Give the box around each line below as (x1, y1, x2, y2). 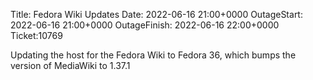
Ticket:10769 (10, 30, 63, 41)
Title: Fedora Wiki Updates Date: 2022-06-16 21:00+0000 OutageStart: (10, 9, 303, 20)
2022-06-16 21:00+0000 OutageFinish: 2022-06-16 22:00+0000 (10, 19, 280, 31)
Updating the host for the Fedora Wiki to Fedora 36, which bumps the (10, 49, 297, 61)
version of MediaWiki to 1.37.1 (10, 60, 131, 71)
